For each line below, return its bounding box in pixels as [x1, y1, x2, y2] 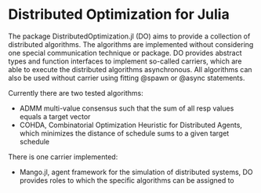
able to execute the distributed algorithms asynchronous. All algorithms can [8, 64, 252, 74]
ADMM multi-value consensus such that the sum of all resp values [19, 104, 234, 113]
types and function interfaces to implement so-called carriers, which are [8, 56, 242, 66]
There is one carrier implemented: [8, 151, 118, 162]
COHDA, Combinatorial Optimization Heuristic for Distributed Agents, [19, 120, 243, 129]
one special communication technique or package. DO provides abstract [8, 48, 242, 57]
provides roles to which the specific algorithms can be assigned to [19, 175, 235, 185]
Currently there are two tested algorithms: [8, 88, 143, 97]
